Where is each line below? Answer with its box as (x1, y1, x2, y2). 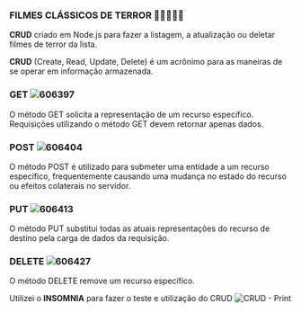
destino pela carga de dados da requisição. (9, 233, 170, 244)
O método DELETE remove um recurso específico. (9, 275, 195, 287)
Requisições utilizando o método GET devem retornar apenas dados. (9, 118, 264, 129)
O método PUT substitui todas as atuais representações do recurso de (9, 223, 270, 234)
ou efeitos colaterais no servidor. (9, 180, 131, 191)
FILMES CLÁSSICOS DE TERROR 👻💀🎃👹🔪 (9, 9, 184, 22)
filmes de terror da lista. (9, 39, 98, 49)
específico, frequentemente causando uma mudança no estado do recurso (9, 171, 288, 182)
